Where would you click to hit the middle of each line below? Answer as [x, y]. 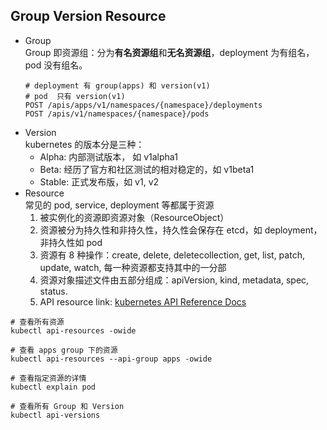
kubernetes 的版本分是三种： [84, 144]
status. [53, 291]
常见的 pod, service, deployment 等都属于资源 [119, 205]
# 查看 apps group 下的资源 [64, 350]
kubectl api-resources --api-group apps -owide [111, 359]
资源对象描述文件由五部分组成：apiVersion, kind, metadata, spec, [174, 280]
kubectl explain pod [53, 387]
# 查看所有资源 [37, 322]
